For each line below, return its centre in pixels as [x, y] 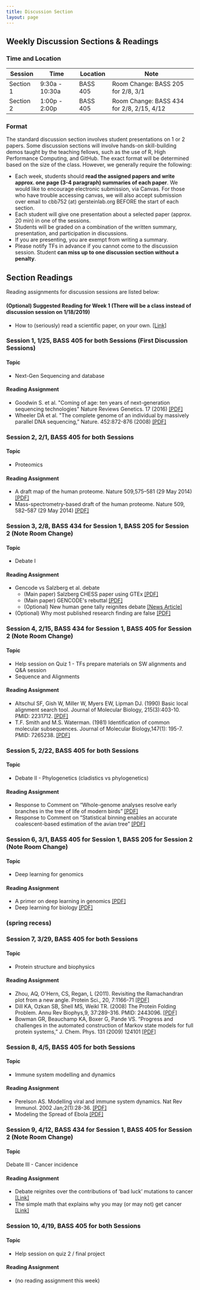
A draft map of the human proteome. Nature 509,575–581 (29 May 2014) [103, 492]
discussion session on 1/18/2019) [48, 312]
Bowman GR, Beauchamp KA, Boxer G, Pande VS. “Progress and [94, 1019]
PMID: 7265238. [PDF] [42, 735]
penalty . [25, 259]
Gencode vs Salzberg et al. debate [57, 588]
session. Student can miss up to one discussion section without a [97, 253]
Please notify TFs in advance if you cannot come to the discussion [96, 246]
